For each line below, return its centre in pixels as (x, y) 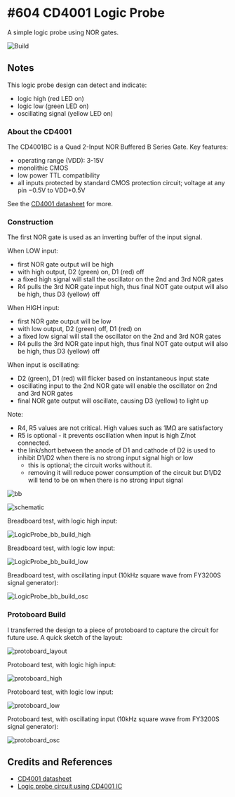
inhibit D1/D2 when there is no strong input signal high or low (105, 458)
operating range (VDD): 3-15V (60, 161)
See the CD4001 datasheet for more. (60, 204)
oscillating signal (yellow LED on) (65, 113)
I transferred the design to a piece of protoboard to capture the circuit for (113, 630)
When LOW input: (33, 251)
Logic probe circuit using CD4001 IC (70, 786)
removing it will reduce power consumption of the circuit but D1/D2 (125, 473)
